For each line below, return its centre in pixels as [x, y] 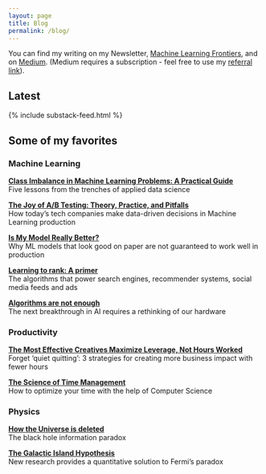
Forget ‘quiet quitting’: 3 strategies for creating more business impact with [131, 358]
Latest [25, 96]
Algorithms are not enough [54, 303]
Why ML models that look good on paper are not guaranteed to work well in [133, 246]
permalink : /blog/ [39, 31]
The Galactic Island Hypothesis [61, 453]
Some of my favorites [63, 140]
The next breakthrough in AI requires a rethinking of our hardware [117, 311]
